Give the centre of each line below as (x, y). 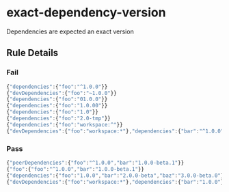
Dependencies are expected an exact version (70, 31)
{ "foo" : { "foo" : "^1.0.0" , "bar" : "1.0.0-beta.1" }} (76, 169)
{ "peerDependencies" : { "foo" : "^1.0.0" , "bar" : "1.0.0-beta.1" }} (95, 163)
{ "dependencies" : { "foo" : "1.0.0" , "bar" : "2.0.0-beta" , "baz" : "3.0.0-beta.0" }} (117, 176)
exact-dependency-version (86, 13)
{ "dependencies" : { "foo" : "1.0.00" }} (57, 106)
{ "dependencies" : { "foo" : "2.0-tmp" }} (58, 118)
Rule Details (32, 53)
